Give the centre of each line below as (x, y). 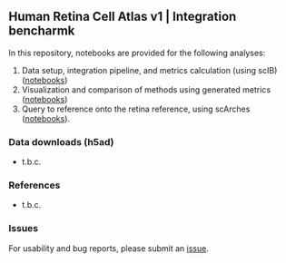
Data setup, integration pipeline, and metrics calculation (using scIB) (149, 70)
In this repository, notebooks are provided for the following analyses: (137, 53)
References (35, 185)
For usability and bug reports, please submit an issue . (109, 248)
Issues (24, 229)
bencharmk (42, 31)
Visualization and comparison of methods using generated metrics (146, 89)
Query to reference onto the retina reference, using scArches (136, 109)
